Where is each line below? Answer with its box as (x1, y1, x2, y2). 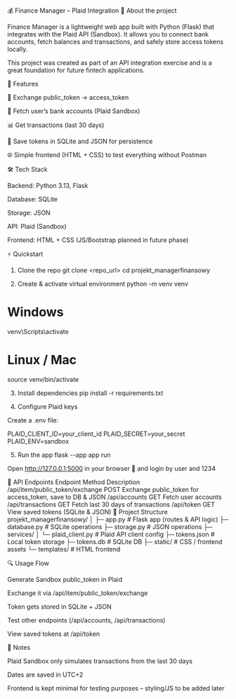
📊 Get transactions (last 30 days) (7, 121, 105, 129)
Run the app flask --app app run (17, 451, 111, 459)
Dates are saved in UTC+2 (7, 670, 84, 679)
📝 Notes (7, 643, 31, 651)
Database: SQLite (7, 195, 58, 203)
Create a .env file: (7, 415, 58, 424)
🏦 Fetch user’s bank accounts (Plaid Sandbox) (7, 107, 140, 115)
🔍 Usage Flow (7, 559, 50, 567)
